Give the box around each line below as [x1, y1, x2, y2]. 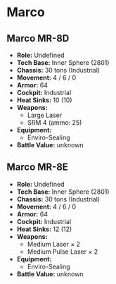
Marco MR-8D [6, 32, 70, 44]
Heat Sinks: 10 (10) [16, 96, 72, 104]
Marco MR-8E [6, 161, 68, 173]
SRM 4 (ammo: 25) [27, 118, 82, 127]
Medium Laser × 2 [27, 240, 81, 248]
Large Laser [27, 111, 63, 119]
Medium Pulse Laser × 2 [27, 247, 98, 256]
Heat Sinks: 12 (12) [16, 225, 72, 233]
